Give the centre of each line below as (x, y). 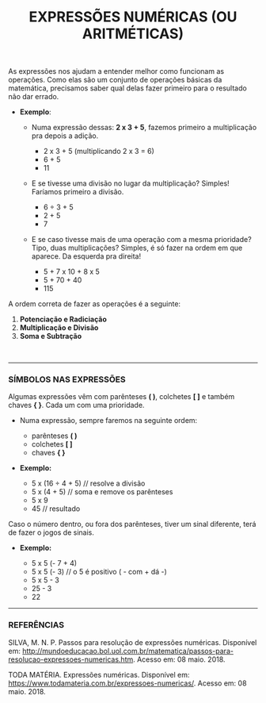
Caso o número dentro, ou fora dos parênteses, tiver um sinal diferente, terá (132, 524)
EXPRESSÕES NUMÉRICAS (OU (133, 17)
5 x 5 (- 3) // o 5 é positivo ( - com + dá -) (99, 572)
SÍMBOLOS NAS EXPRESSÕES (67, 379)
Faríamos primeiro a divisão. (78, 191)
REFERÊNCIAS (36, 625)
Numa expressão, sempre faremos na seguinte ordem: (108, 421)
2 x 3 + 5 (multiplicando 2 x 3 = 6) (99, 151)
